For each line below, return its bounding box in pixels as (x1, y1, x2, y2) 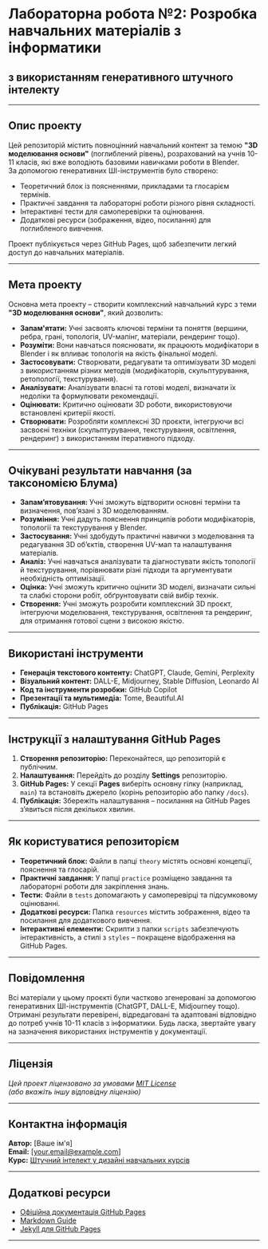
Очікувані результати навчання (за (8, 464, 192, 478)
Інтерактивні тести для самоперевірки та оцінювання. (19, 207, 205, 216)
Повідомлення (8, 971, 85, 985)
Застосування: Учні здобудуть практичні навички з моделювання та (19, 531, 255, 541)
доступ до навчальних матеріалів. (8, 247, 125, 257)
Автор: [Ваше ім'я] (8, 1138, 73, 1149)
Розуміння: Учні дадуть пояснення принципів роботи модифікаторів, (19, 514, 256, 524)
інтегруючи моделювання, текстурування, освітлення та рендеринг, (19, 608, 253, 617)
